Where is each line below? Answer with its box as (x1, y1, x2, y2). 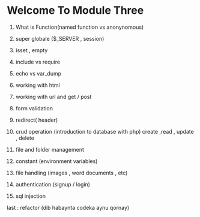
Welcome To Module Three (7, 4, 144, 17)
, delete (15, 134, 35, 141)
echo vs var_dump (15, 70, 62, 77)
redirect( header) (15, 116, 58, 123)
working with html (15, 82, 60, 89)
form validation (15, 104, 53, 111)
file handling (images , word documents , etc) (15, 169, 128, 176)
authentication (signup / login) (15, 180, 91, 188)
